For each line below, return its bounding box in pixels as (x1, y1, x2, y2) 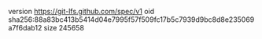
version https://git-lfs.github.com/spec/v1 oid (8, 7, 155, 16)
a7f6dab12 (8, 23, 42, 32)
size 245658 (43, 23, 85, 32)
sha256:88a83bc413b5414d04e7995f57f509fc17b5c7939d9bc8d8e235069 (8, 15, 255, 24)
